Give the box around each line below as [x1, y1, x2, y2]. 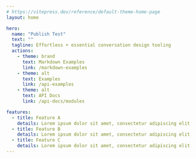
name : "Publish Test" [11, 31, 66, 37]
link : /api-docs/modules [22, 98, 85, 104]
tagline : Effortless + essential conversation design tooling [11, 42, 171, 48]
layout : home [6, 14, 39, 21]
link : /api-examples [22, 81, 74, 87]
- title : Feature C [11, 137, 61, 144]
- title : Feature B [11, 126, 61, 132]
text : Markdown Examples [22, 58, 85, 65]
